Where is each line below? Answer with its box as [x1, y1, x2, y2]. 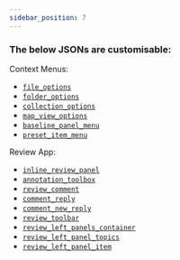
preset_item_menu [22, 130, 88, 140]
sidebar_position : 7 [9, 13, 87, 23]
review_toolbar [22, 213, 80, 222]
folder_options [22, 92, 80, 101]
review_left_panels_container [22, 223, 137, 232]
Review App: [9, 146, 57, 157]
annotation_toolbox [22, 175, 96, 184]
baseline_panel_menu [22, 121, 100, 130]
